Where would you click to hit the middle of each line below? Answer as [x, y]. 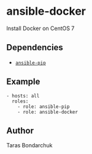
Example [23, 82]
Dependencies [35, 48]
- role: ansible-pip [44, 106]
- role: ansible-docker [48, 112]
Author [20, 130]
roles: [20, 101]
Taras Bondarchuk [29, 145]
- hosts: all [23, 96]
